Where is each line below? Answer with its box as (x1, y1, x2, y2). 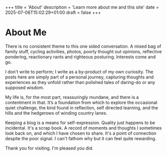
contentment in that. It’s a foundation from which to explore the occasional (5, 99, 158, 105)
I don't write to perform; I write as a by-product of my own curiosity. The (5, 69, 154, 75)
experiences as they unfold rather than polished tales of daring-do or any (5, 79, 156, 85)
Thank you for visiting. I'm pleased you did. (5, 145, 93, 151)
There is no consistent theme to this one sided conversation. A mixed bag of (5, 43, 162, 49)
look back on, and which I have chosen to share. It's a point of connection (5, 130, 157, 136)
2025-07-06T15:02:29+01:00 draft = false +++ (5, 9, 101, 15)
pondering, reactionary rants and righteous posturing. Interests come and (5, 54, 156, 60)
